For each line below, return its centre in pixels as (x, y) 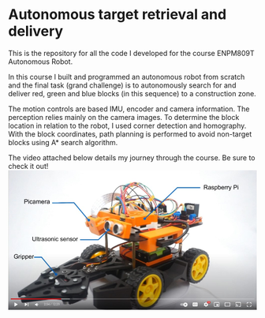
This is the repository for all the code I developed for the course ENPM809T (131, 53)
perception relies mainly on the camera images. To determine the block (124, 117)
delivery (36, 31)
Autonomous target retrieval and (118, 15)
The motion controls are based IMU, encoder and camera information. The (129, 109)
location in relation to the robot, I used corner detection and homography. (127, 125)
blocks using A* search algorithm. (63, 142)
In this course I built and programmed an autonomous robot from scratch (127, 77)
